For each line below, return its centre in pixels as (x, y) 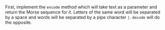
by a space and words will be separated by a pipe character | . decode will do (82, 17)
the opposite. (18, 22)
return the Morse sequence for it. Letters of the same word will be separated (83, 12)
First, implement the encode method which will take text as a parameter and (81, 7)
